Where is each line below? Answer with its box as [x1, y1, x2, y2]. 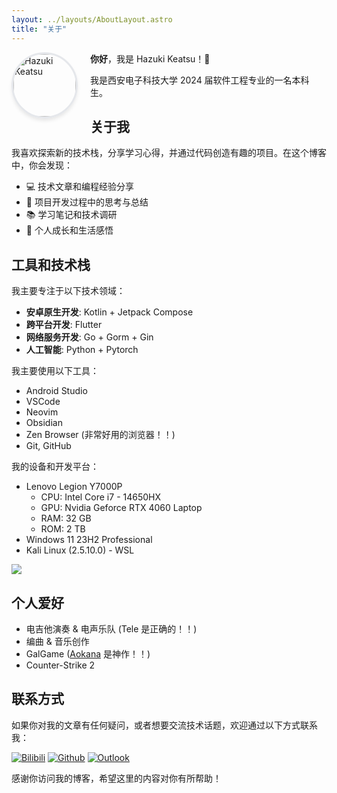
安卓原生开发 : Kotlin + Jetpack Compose [25, 306, 194, 318]
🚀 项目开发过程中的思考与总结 [25, 196, 149, 208]
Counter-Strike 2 [25, 659, 96, 671]
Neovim [25, 406, 59, 418]
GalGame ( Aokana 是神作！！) [25, 647, 151, 660]
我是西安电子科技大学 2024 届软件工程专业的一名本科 [90, 74, 310, 86]
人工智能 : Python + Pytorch [25, 344, 139, 356]
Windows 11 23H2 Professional [25, 534, 153, 546]
